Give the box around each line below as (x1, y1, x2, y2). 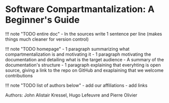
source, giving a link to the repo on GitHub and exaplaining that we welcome (5, 67, 164, 73)
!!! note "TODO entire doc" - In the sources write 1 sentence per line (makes (5, 31, 162, 37)
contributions (5, 72, 33, 78)
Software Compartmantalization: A (5, 4, 155, 15)
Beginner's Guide (5, 14, 80, 26)
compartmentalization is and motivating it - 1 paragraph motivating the (5, 51, 151, 57)
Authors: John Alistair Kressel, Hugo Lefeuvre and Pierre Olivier (5, 92, 138, 98)
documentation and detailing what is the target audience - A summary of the (5, 56, 164, 62)
